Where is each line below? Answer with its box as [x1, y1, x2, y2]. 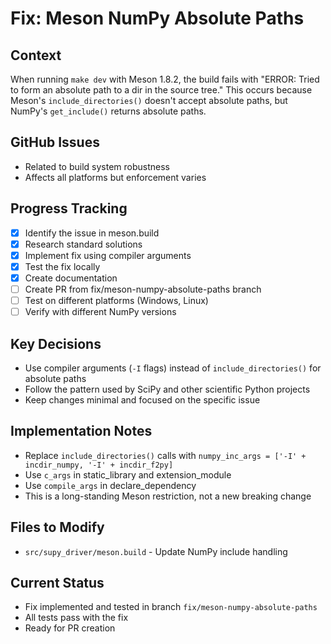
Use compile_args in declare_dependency [24, 479, 197, 491]
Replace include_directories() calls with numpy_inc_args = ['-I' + [24, 449, 307, 461]
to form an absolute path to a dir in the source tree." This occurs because [10, 84, 313, 96]
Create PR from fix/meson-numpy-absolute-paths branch [24, 283, 262, 295]
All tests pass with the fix [24, 612, 129, 624]
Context [10, 47, 62, 64]
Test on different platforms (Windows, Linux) [24, 295, 209, 306]
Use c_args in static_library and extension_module [24, 468, 232, 481]
